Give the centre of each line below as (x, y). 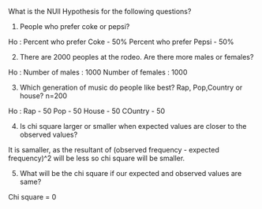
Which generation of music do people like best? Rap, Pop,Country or (131, 87)
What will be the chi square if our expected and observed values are (131, 173)
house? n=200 (43, 96)
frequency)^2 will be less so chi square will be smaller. (97, 158)
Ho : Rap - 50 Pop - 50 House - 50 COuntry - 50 (87, 111)
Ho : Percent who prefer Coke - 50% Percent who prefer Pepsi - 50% (121, 42)
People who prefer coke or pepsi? (75, 26)
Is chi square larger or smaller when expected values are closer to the (133, 126)
